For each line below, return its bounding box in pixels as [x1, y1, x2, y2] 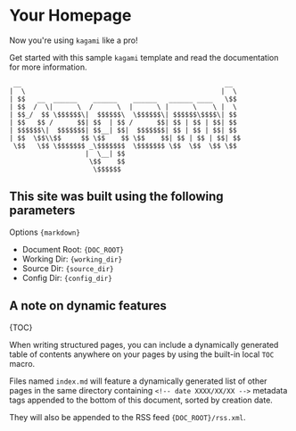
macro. [9, 358, 36, 369]
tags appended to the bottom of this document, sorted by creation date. [9, 394, 274, 405]
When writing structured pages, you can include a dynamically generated [9, 339, 279, 350]
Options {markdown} [9, 227, 80, 237]
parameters [9, 203, 76, 219]
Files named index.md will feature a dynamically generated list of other [9, 376, 267, 386]
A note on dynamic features [9, 298, 167, 313]
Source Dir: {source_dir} [21, 262, 114, 273]
